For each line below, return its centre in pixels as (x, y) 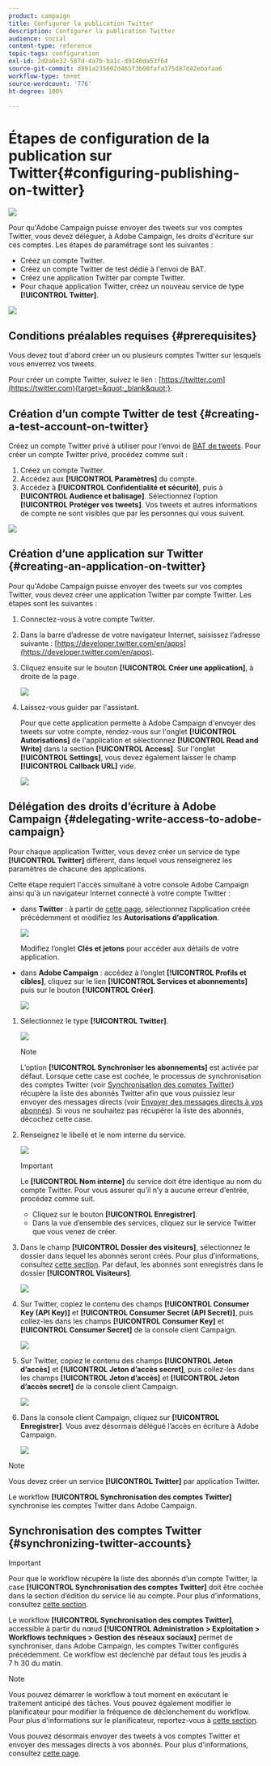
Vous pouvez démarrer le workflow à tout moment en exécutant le (119, 1695)
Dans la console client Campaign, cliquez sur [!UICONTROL (120, 1417)
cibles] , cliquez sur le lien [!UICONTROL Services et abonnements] (134, 981)
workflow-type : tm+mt (45, 76)
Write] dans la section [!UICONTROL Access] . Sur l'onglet (118, 748)
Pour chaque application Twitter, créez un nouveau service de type (132, 286)
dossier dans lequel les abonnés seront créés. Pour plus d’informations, (140, 1255)
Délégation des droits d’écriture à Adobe (112, 807)
